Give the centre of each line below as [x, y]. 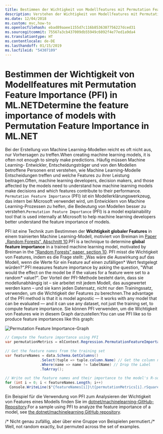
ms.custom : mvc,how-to [28, 23]
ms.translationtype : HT [29, 37]
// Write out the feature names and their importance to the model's [77, 378]
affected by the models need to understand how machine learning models [79, 186]
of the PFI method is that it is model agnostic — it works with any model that [81, 298]
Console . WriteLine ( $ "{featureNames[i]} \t [52, 387]
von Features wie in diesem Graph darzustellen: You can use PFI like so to [78, 314]
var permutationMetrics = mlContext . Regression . [55, 342]
